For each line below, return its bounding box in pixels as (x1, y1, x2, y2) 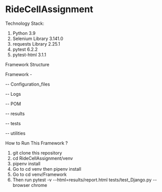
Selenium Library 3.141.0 (12, 35, 63, 42)
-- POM (5, 100, 21, 107)
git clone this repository (12, 149, 62, 156)
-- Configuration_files (5, 81, 50, 87)
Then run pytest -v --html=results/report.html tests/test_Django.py (12, 176, 152, 183)
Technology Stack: (5, 20, 45, 26)
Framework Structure (5, 61, 50, 67)
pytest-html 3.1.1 (12, 52, 47, 58)
